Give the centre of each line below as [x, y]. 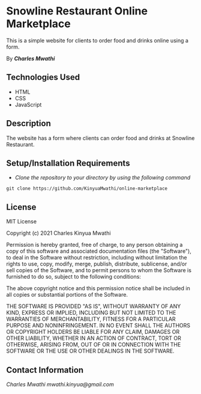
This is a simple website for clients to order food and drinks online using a [97, 40]
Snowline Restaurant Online [77, 11]
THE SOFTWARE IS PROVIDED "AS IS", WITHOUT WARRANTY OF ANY [94, 306]
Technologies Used [43, 77]
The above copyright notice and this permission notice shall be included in [98, 288]
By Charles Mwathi [31, 58]
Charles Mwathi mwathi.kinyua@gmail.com [60, 384]
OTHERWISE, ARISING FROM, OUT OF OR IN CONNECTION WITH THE [94, 345]
